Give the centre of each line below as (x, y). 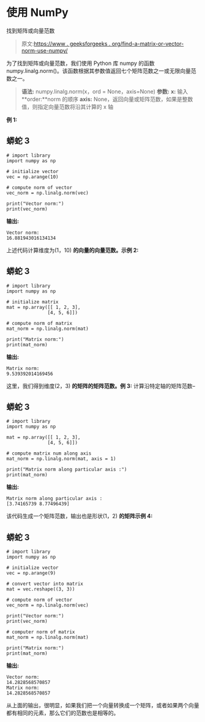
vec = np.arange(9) (31, 573)
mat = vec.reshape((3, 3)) (41, 589)
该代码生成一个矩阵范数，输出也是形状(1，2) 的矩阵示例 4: (80, 516)
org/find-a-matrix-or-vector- (148, 43)
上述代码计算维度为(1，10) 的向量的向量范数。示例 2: (73, 250)
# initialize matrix (33, 302)
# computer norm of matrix (41, 632)
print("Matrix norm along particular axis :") (67, 470)
